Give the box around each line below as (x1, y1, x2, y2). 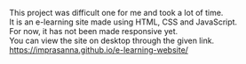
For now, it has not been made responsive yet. (9, 26, 179, 36)
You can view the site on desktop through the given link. (9, 35, 215, 46)
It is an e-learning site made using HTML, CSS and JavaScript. (9, 17, 238, 27)
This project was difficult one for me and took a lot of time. (9, 8, 224, 18)
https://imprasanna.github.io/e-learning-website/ (9, 45, 189, 55)
